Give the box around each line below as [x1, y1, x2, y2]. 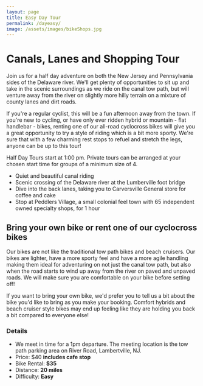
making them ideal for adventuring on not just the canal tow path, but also [6, 261, 191, 268]
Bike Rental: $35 [15, 360, 57, 367]
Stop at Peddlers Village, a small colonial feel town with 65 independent [15, 198, 194, 206]
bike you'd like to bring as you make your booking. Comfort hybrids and [6, 299, 186, 306]
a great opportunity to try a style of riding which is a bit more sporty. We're [6, 129, 194, 137]
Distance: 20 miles [15, 367, 63, 374]
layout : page [6, 9, 40, 15]
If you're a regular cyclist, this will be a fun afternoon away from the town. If [6, 110, 196, 118]
